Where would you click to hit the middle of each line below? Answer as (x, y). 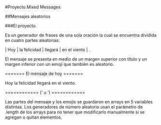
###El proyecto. (21, 26)
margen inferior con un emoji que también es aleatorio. (60, 64)
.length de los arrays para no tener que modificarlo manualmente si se (75, 112)
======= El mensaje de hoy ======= (44, 74)
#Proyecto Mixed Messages (33, 7)
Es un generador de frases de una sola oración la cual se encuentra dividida (81, 35)
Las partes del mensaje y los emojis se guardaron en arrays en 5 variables (79, 102)
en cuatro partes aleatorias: (32, 40)
